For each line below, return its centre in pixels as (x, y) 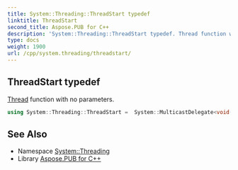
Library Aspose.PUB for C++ (59, 159)
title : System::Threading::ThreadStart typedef (79, 14)
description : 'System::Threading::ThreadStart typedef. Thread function (117, 34)
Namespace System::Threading (63, 151)
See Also (27, 134)
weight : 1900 (27, 47)
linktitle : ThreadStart (42, 21)
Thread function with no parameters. (61, 99)
